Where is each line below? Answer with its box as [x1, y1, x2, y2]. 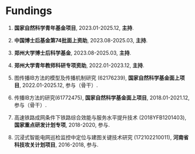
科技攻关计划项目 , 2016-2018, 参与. [14, 141, 99, 148]
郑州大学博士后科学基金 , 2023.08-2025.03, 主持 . [14, 49, 132, 56]
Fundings [5, 4, 52, 18]
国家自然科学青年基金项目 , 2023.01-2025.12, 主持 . [14, 24, 135, 31]
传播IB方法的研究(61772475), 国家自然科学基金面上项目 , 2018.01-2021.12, [14, 94, 190, 101]
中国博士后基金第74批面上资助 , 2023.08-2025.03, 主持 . [14, 36, 148, 43]
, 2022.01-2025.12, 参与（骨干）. [19, 81, 98, 89]
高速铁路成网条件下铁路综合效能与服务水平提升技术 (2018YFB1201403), [14, 113, 186, 121]
